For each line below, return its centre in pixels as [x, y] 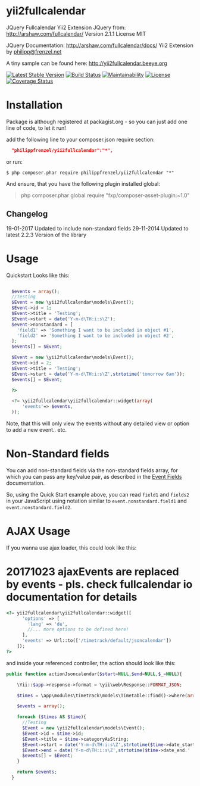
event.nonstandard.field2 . [39, 507]
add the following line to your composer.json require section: [80, 139]
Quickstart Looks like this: [38, 275]
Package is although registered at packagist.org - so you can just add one [97, 121]
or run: [14, 161]
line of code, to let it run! [36, 128]
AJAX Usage [38, 531]
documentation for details [72, 597]
